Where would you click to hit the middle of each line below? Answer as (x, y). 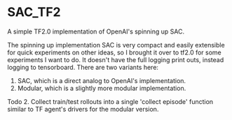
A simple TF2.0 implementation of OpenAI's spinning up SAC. (96, 31)
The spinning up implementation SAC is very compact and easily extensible (116, 45)
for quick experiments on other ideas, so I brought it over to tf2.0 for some (115, 52)
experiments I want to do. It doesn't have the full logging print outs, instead (116, 59)
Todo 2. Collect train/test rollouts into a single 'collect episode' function (110, 101)
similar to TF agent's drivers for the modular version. (83, 109)
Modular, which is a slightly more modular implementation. (102, 88)
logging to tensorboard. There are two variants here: (83, 67)
